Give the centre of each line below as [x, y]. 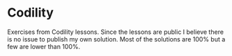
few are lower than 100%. [44, 46]
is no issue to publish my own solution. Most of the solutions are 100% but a [116, 39]
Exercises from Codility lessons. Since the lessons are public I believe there [116, 32]
